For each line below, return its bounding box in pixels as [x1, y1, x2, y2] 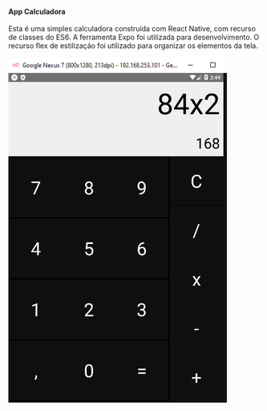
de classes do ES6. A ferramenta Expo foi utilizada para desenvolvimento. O [8, 32, 260, 42]
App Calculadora [8, 7, 66, 16]
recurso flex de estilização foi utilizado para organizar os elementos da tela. [8, 41, 258, 51]
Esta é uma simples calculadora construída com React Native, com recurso [8, 24, 257, 33]
